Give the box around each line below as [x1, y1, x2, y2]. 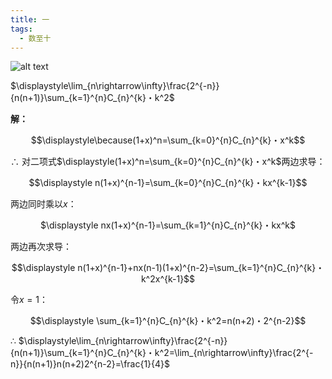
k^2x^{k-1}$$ [140, 273, 196, 285]
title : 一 [10, 14, 50, 25]
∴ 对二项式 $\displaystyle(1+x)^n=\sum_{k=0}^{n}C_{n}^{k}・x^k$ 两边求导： [10, 156, 326, 168]
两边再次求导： [10, 241, 72, 253]
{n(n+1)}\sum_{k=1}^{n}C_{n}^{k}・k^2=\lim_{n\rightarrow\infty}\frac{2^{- [10, 347, 314, 359]
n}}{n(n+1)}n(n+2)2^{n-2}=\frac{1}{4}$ [10, 358, 171, 370]
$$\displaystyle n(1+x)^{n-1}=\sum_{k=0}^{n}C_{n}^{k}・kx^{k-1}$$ [28, 177, 308, 189]
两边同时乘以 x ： [10, 198, 77, 210]
